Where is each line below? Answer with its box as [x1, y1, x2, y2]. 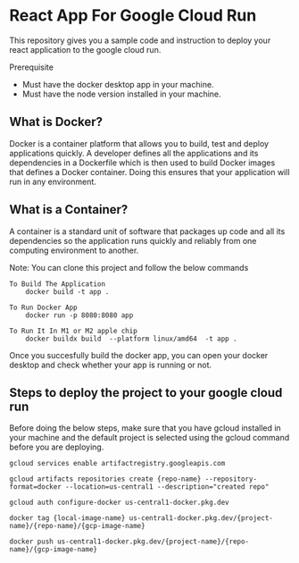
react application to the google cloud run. [9, 44, 162, 55]
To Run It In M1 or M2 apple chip [9, 326, 138, 335]
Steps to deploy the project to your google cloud [9, 385, 283, 400]
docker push [9, 537, 54, 546]
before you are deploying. [9, 441, 104, 452]
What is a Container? [9, 202, 129, 217]
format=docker [9, 483, 62, 492]
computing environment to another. [9, 245, 139, 256]
